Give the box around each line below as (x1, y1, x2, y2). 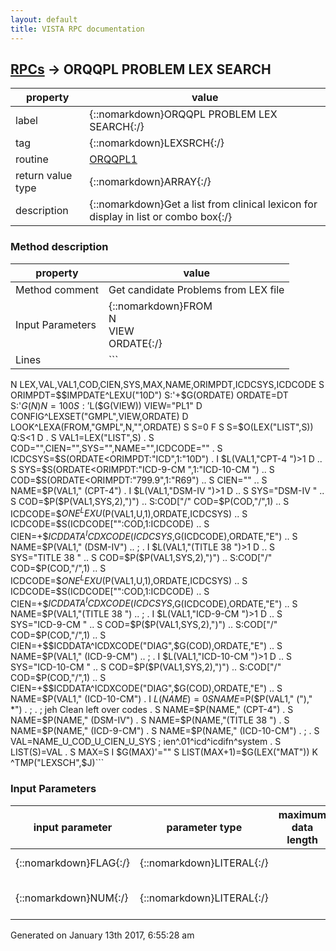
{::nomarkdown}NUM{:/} (15, 891, 129, 905)
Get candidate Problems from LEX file (108, 282, 285, 296)
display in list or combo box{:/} (89, 210, 233, 224)
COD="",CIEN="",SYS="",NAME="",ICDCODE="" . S (10, 442, 223, 454)
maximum (278, 807, 327, 821)
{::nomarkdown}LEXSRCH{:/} (89, 136, 225, 150)
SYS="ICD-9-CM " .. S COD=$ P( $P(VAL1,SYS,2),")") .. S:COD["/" (10, 619, 278, 631)
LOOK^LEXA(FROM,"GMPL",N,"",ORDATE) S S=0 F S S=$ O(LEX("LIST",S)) (10, 421, 314, 433)
